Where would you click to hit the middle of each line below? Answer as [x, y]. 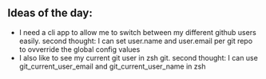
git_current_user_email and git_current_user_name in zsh [112, 66]
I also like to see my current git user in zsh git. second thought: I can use [139, 57]
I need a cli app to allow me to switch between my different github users [137, 32]
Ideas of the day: [50, 13]
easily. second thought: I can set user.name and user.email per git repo [136, 41]
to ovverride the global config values [79, 49]
